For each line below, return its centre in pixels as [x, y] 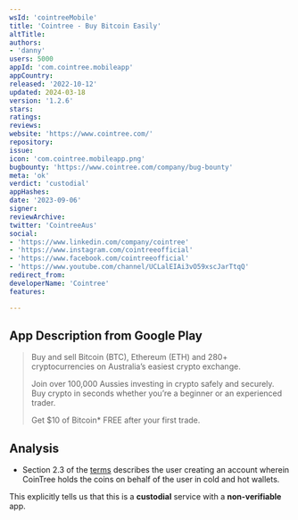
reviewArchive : [37, 217]
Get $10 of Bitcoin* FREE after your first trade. [116, 420]
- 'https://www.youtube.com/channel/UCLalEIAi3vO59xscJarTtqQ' [129, 267]
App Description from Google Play [106, 335]
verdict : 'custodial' [50, 184]
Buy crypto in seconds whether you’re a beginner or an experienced [157, 393]
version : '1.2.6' [41, 101]
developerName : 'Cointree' [59, 283]
